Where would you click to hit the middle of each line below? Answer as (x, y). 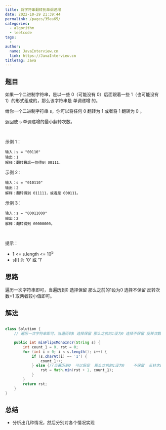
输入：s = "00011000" (26, 213)
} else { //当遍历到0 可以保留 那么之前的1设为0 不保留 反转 (94, 366)
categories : (17, 24)
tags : (11, 38)
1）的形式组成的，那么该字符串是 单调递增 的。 (53, 101)
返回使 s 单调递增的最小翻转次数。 (40, 122)
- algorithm (22, 28)
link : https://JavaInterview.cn (43, 56)
